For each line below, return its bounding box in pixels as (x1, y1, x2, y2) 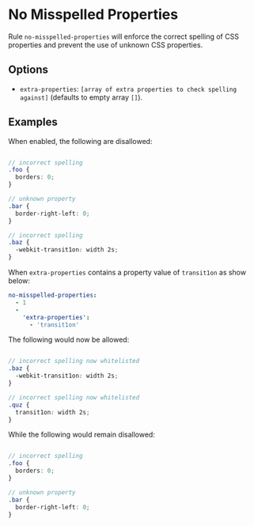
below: (8, 276, 30, 286)
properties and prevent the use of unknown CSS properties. (8, 40, 203, 49)
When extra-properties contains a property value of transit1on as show (8, 267, 247, 278)
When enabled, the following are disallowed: (8, 136, 153, 146)
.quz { (8, 401, 30, 409)
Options (8, 63, 49, 77)
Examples (8, 115, 58, 129)
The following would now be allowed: (8, 335, 130, 345)
